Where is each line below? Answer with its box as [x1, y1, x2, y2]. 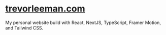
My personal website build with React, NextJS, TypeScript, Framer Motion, [5, 19, 161, 25]
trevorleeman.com [5, 3, 85, 14]
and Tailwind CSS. [5, 24, 44, 30]
